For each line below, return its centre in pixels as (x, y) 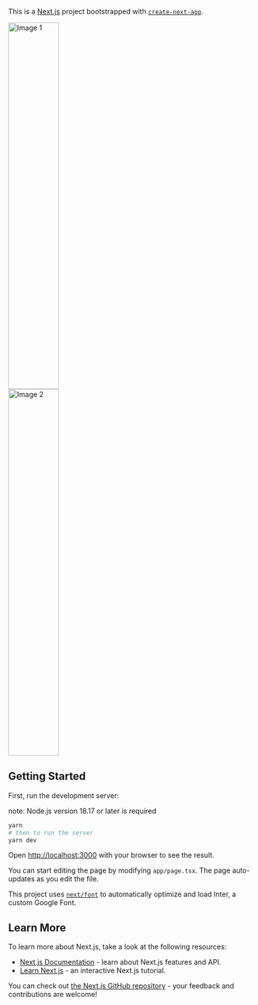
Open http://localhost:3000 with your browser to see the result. (112, 855)
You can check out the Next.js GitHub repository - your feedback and (121, 986)
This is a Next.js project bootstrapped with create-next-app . (106, 11)
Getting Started (47, 776)
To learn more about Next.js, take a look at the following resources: (118, 947)
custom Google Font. (42, 903)
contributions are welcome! (53, 995)
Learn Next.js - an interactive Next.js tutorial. (93, 971)
